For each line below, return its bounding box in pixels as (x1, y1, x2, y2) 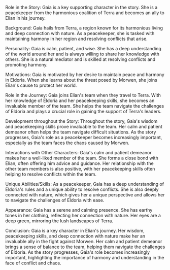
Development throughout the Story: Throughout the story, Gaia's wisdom (5, 118, 158, 124)
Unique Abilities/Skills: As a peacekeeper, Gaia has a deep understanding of (5, 181, 164, 187)
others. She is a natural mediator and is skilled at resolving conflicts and (5, 56, 156, 62)
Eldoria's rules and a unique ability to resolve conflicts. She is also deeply (5, 186, 159, 192)
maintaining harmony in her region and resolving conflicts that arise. (5, 36, 148, 42)
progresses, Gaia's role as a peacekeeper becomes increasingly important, (5, 134, 162, 140)
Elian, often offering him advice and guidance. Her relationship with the (5, 160, 154, 166)
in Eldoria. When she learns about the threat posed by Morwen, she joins (5, 77, 157, 83)
